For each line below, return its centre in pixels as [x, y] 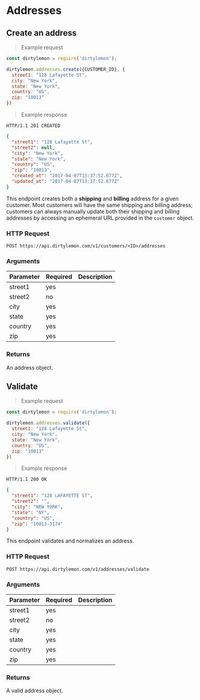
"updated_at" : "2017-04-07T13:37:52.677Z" [66, 182]
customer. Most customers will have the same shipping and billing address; [99, 205]
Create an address [42, 33]
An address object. [30, 367]
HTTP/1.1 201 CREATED [33, 126]
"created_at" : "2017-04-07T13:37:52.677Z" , [67, 176]
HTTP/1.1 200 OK [27, 479]
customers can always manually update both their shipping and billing [93, 211]
